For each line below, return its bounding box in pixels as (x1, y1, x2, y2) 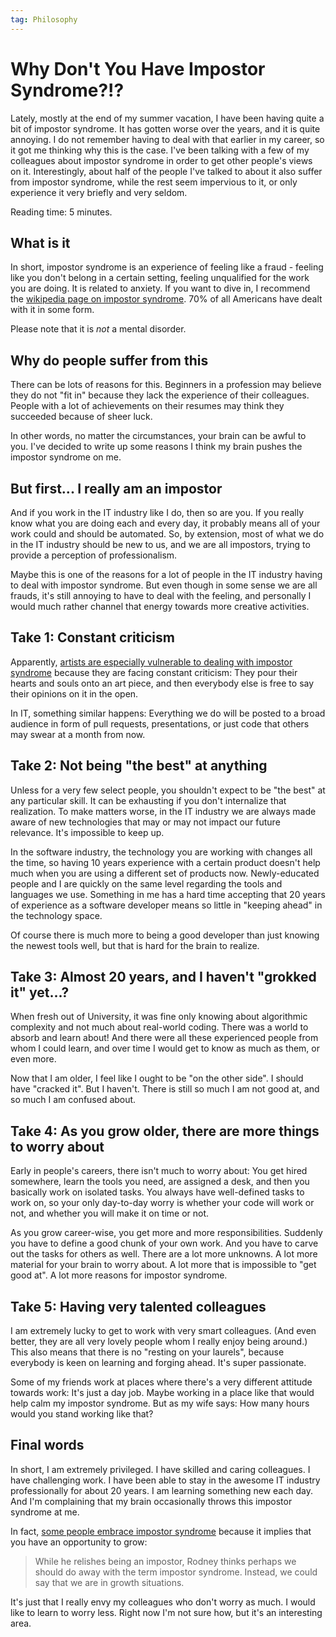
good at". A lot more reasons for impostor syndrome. (10, 1269, 228, 1281)
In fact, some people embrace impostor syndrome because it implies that (10, 1525, 312, 1537)
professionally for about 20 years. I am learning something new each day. (10, 1484, 313, 1496)
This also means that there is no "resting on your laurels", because (10, 1346, 285, 1358)
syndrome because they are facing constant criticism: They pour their (10, 666, 298, 678)
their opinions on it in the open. (10, 687, 139, 700)
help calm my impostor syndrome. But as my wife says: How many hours (10, 1397, 310, 1410)
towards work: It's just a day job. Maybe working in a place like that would (10, 1387, 315, 1399)
